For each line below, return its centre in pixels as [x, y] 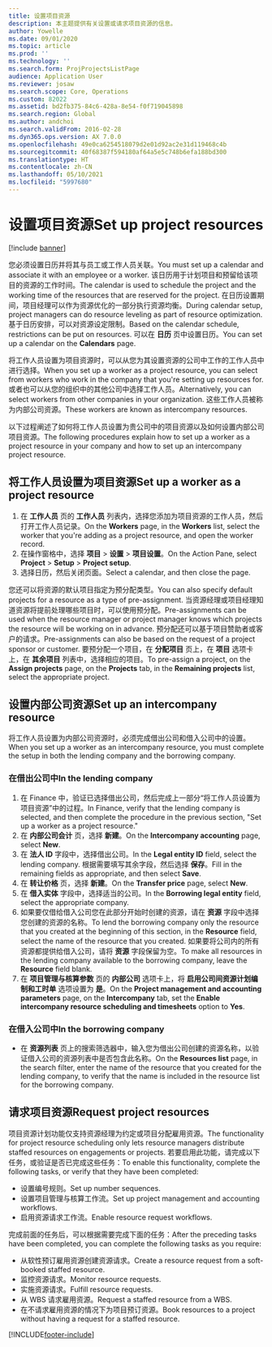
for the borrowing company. [67, 1085]
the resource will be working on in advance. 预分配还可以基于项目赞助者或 [132, 628]
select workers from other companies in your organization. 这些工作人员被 [132, 399]
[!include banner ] [37, 248]
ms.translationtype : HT [49, 159]
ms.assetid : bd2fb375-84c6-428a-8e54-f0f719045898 [96, 106]
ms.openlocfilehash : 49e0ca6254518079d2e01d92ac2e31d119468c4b [118, 144]
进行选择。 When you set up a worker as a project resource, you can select [133, 370]
